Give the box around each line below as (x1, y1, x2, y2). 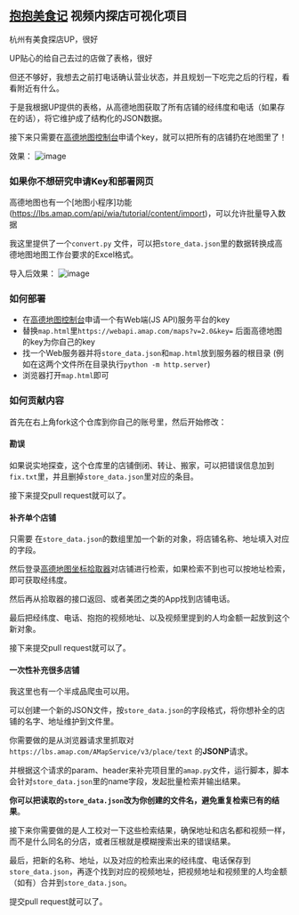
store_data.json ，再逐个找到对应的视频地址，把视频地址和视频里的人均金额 (9, 866, 287, 877)
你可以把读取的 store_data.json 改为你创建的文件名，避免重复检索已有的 (9, 795, 272, 806)
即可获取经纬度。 (9, 575, 72, 586)
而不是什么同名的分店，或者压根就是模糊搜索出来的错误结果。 (9, 836, 236, 847)
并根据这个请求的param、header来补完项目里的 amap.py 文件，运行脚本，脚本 (9, 765, 289, 776)
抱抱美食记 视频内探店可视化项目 (9, 8, 188, 24)
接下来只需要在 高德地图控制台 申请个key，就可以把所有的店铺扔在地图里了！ (9, 132, 287, 142)
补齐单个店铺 (9, 512, 56, 522)
